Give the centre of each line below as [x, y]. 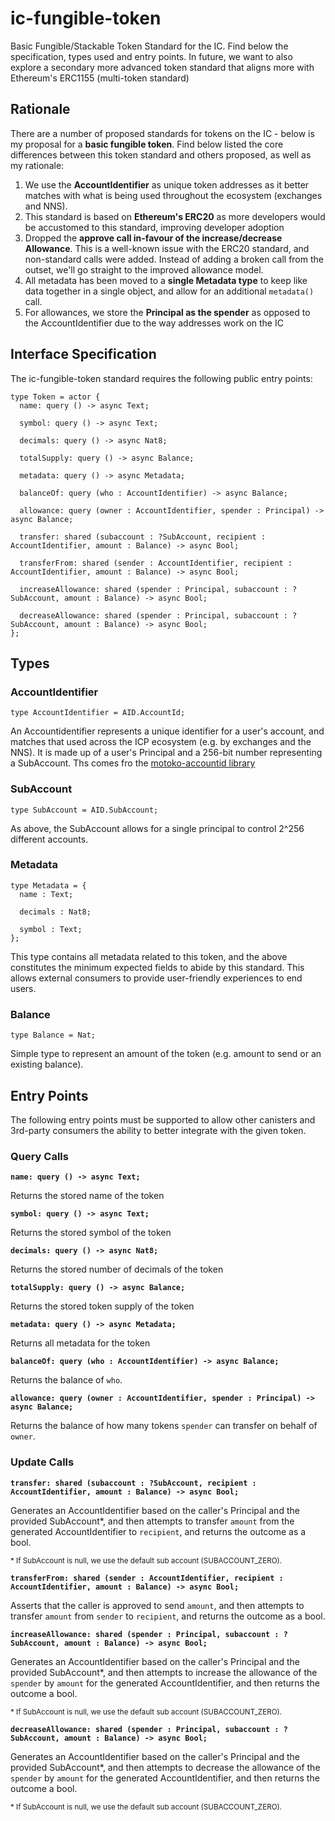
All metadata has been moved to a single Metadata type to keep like [166, 280]
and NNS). [46, 206]
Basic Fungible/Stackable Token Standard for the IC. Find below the [149, 46]
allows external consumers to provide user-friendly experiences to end [156, 978]
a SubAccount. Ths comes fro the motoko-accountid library [133, 763]
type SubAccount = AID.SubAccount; [84, 810]
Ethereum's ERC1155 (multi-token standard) [100, 78]
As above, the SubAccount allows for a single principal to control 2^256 [157, 828]
